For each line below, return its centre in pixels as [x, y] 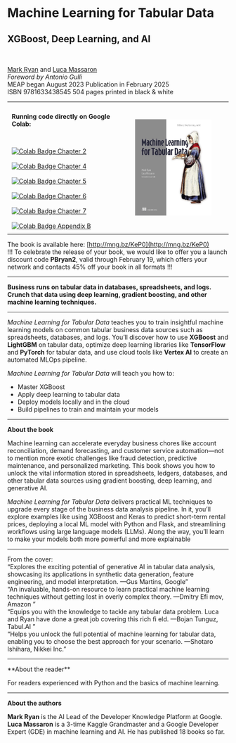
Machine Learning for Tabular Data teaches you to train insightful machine [115, 322]
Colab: [21, 124]
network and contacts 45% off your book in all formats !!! [90, 267]
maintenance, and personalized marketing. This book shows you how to [111, 465]
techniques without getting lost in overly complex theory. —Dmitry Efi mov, [116, 597]
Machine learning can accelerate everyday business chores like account [112, 443]
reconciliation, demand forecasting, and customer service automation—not [116, 451]
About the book [31, 430]
